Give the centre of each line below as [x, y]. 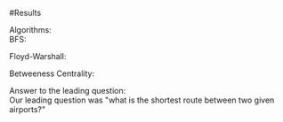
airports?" [28, 109]
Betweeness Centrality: [52, 73]
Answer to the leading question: [68, 91]
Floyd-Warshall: [38, 56]
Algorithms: [30, 30]
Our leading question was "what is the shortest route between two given [142, 100]
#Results [25, 13]
